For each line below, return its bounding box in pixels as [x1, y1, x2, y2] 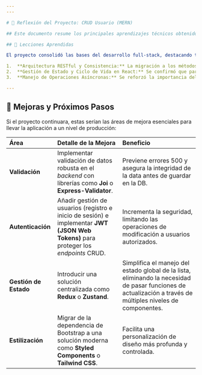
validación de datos [57, 156, 112, 164]
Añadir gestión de [57, 196, 108, 205]
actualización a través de [122, 288, 193, 297]
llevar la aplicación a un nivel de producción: [6, 124, 117, 131]
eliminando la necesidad [122, 273, 191, 282]
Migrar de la [57, 314, 91, 322]
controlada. [122, 347, 155, 356]
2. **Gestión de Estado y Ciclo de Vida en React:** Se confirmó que [6, 69, 187, 75]
